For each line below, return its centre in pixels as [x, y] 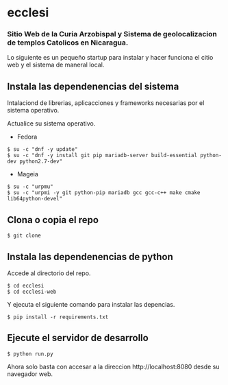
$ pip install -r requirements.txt [58, 317]
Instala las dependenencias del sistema [93, 86]
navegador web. [30, 374]
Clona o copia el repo [53, 220]
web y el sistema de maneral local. [56, 65]
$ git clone [24, 236]
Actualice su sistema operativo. [51, 124]
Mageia [28, 174]
